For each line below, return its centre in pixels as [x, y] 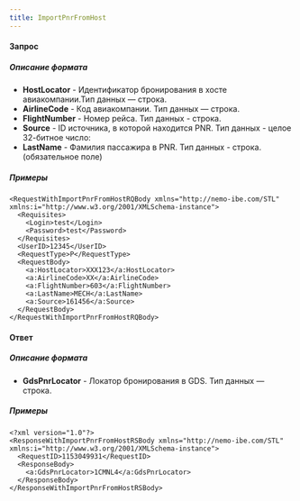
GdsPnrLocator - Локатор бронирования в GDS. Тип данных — [143, 380]
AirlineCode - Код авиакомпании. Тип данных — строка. [131, 109]
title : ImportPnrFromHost [58, 18]
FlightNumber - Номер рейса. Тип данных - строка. [122, 119]
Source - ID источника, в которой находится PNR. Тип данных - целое [157, 128]
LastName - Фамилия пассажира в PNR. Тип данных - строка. [142, 147]
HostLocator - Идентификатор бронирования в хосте [125, 90]
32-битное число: [57, 138]
